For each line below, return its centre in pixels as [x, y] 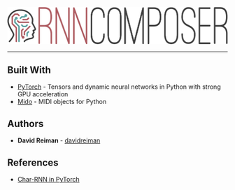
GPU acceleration [43, 94]
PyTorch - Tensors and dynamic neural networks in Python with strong [119, 87]
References [33, 162]
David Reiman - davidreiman [59, 140]
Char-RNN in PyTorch [48, 180]
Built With [29, 70]
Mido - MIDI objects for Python [62, 102]
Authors [26, 123]
